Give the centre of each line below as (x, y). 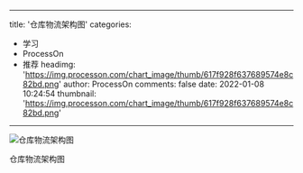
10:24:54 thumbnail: (59, 94)
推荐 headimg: (49, 64)
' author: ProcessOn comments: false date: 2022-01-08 (161, 84)
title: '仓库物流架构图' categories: (71, 24)
